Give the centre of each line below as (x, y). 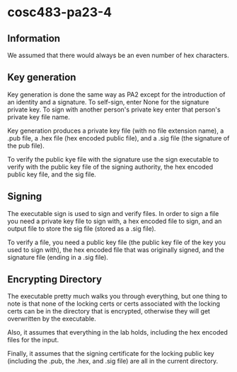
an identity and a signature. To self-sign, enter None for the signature (108, 102)
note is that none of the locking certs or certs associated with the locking (114, 304)
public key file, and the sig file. (52, 174)
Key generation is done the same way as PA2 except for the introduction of (116, 94)
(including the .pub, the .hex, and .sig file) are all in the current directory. (112, 361)
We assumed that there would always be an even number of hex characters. (118, 55)
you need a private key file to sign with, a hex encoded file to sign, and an (115, 221)
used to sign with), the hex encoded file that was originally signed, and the (116, 250)
